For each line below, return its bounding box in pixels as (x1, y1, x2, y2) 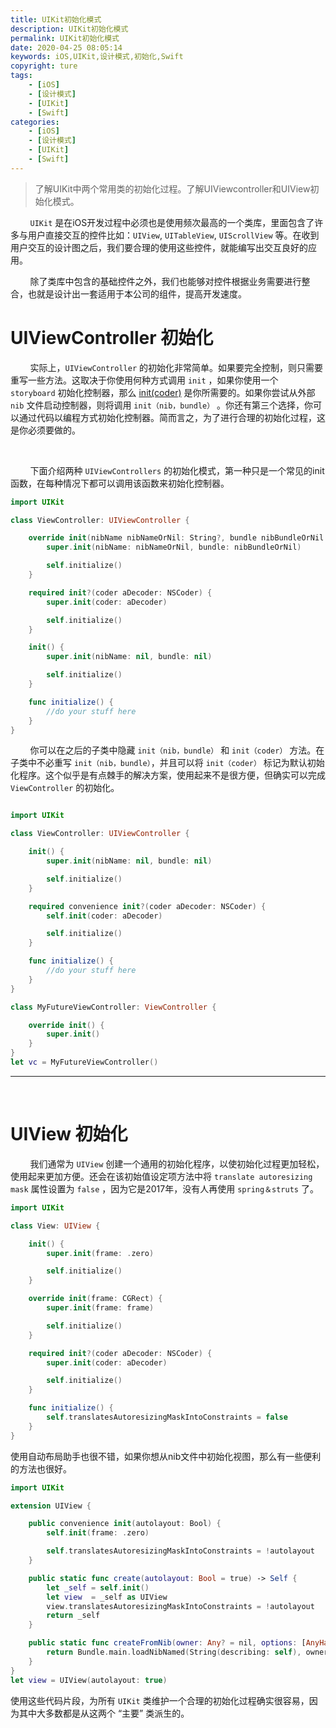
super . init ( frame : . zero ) (46, 1248, 155, 1258)
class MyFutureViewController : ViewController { (10, 1002, 217, 1012)
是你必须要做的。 (10, 424, 81, 436)
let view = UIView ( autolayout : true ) (10, 1675, 168, 1685)
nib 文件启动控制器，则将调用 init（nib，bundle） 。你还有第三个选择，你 (10, 399, 314, 411)
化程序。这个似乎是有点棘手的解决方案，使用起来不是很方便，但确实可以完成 (10, 769, 326, 781)
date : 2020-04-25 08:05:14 (10, 42, 123, 53)
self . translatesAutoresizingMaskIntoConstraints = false (46, 1412, 288, 1422)
